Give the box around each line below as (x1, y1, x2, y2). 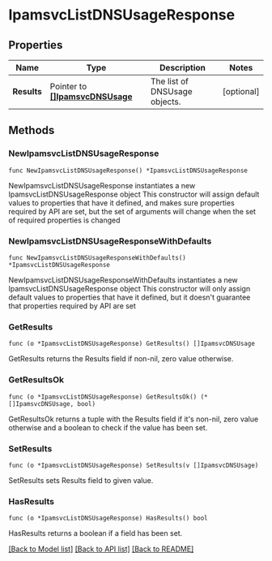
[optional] (222, 86, 260, 97)
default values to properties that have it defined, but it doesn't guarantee (8, 292, 251, 302)
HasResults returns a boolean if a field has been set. (8, 529, 183, 538)
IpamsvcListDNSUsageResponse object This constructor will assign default (8, 189, 260, 199)
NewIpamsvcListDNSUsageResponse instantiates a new (8, 180, 196, 190)
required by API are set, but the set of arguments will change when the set (8, 206, 257, 216)
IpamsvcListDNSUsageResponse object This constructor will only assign (8, 283, 251, 293)
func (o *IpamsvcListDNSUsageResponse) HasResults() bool (8, 514, 208, 523)
